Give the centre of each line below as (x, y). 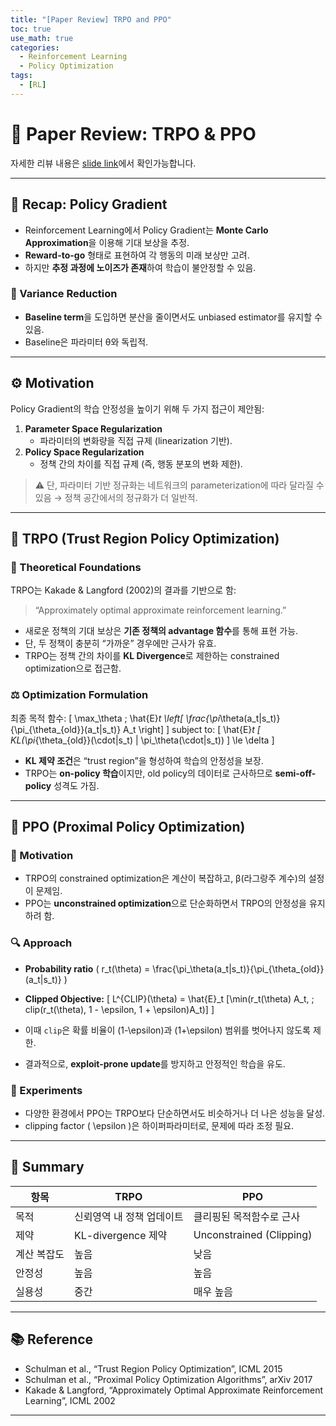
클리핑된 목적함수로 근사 (247, 1216)
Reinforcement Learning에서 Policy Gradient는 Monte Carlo (146, 230)
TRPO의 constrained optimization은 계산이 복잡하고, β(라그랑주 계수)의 (165, 878)
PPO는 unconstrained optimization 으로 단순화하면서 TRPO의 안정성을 (165, 903)
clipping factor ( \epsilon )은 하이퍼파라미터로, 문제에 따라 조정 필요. (159, 1125)
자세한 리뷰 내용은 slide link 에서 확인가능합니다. (103, 163)
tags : (21, 76)
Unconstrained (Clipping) (253, 1234)
